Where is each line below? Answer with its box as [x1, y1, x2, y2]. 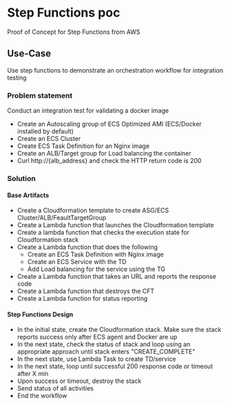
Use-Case [7, 48, 52, 59]
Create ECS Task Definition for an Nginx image [17, 142, 150, 150]
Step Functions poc [7, 5, 121, 21]
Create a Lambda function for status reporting [17, 294, 148, 303]
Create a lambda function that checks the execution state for [17, 228, 190, 236]
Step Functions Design [7, 310, 74, 319]
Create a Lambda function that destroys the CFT [17, 287, 155, 295]
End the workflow [17, 392, 67, 400]
